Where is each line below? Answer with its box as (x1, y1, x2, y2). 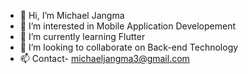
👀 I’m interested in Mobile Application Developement (19, 20, 237, 32)
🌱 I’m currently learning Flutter (19, 31, 146, 42)
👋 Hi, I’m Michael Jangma (19, 10, 125, 21)
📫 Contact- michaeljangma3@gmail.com (19, 53, 190, 64)
